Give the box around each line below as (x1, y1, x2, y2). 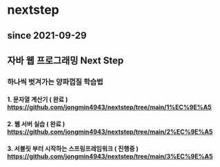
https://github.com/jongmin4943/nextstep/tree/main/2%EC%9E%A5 (7, 128, 213, 136)
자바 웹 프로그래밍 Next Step (7, 55, 124, 66)
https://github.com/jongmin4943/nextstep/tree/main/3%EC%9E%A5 (7, 152, 213, 160)
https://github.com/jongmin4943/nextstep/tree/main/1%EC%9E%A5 (7, 103, 212, 112)
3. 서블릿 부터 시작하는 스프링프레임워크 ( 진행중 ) (7, 144, 139, 153)
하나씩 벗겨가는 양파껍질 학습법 (7, 77, 103, 86)
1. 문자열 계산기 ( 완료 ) (7, 95, 68, 104)
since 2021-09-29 (7, 30, 87, 41)
